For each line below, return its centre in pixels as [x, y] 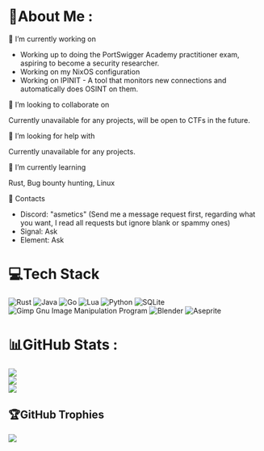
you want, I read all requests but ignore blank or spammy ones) [125, 222]
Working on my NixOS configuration [80, 71]
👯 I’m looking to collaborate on [59, 104]
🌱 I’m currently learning [47, 167]
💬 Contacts [27, 198]
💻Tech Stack [54, 274]
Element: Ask [42, 240]
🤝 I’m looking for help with [52, 136]
